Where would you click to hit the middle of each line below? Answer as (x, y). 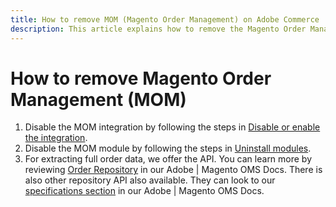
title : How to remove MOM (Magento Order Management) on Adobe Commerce (165, 19)
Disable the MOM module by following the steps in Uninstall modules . (168, 148)
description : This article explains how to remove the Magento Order (158, 29)
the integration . (56, 138)
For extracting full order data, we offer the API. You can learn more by (168, 159)
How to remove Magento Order (141, 78)
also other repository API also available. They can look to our (150, 180)
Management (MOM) (98, 99)
